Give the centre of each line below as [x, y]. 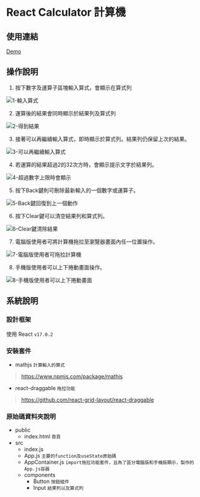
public [23, 430]
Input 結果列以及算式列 [58, 488]
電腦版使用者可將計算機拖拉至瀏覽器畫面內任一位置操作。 [86, 242]
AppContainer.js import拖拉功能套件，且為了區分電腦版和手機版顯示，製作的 [109, 462]
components [40, 475]
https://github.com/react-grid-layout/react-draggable [87, 400]
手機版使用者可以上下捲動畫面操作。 [60, 267]
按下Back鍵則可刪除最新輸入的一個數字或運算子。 [77, 190]
